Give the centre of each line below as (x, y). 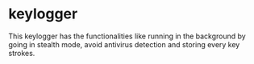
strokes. (22, 53)
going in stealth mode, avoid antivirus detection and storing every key (124, 44)
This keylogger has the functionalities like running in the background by (127, 36)
